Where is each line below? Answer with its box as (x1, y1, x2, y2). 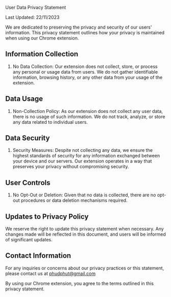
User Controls (5, 178, 51, 187)
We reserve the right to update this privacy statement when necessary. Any (5, 226, 164, 232)
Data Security (5, 134, 50, 143)
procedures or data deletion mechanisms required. (20, 197, 128, 203)
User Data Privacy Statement (5, 5, 66, 10)
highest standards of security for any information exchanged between (12, 153, 160, 159)
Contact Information (5, 252, 71, 260)
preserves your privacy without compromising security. (12, 164, 129, 170)
